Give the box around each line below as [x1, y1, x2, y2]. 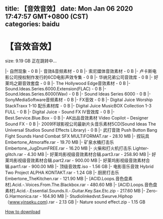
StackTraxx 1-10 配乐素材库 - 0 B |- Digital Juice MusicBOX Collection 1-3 [5, 103, 152, 109]
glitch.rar [5, 152, 23, 157]
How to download [5, 209, 40, 215]
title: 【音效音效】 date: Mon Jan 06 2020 [5, 4, 133, 13]
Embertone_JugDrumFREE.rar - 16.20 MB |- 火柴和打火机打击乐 [5, 145, 132, 152]
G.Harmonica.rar [5, 193, 38, 199]
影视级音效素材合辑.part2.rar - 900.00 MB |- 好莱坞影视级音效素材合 [13, 157, 150, 164]
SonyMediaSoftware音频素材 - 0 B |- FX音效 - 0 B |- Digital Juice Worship [5, 97, 153, 103]
